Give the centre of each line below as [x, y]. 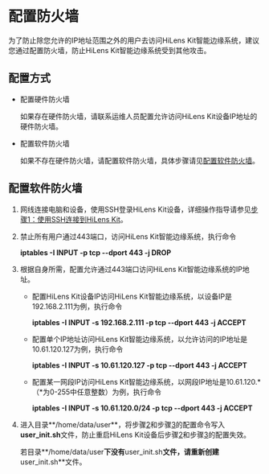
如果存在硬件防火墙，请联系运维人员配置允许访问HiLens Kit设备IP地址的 [139, 116]
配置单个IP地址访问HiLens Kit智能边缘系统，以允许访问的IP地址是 [140, 339]
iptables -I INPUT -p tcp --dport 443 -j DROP [96, 252]
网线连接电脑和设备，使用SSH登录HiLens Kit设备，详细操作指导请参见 [135, 209]
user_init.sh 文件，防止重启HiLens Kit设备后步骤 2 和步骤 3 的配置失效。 [135, 435]
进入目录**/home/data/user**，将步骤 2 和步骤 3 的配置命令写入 [122, 424]
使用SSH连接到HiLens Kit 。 [82, 219]
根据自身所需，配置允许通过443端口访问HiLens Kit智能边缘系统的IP [131, 269]
